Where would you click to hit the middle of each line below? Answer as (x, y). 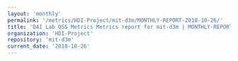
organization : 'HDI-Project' (50, 33)
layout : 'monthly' (34, 14)
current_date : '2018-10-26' (49, 46)
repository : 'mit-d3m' (41, 40)
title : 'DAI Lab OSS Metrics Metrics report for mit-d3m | (96, 27)
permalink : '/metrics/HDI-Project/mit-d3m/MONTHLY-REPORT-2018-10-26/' (115, 20)
